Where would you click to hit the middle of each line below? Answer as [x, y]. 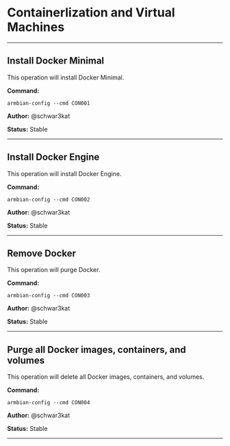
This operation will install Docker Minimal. [66, 77]
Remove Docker [42, 253]
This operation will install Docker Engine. [64, 173]
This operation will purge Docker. [54, 270]
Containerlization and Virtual [91, 13]
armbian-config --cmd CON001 [49, 103]
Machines [36, 27]
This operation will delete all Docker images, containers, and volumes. [106, 377]
